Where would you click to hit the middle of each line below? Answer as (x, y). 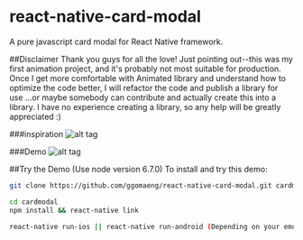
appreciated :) (35, 116)
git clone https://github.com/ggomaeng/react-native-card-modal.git (141, 185)
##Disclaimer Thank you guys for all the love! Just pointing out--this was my (151, 59)
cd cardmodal (34, 202)
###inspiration (37, 134)
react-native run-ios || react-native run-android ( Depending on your (145, 226)
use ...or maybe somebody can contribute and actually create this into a (143, 97)
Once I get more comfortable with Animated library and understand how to (148, 78)
